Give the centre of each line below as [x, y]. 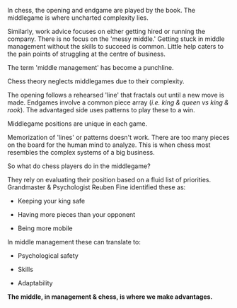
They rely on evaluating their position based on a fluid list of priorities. [109, 180]
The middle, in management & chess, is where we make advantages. [110, 297]
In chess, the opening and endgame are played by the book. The [102, 10]
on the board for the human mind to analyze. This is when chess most [109, 145]
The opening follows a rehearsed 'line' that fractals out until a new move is [116, 95]
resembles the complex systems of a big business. [81, 152]
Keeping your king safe [51, 201]
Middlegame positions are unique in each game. [77, 124]
